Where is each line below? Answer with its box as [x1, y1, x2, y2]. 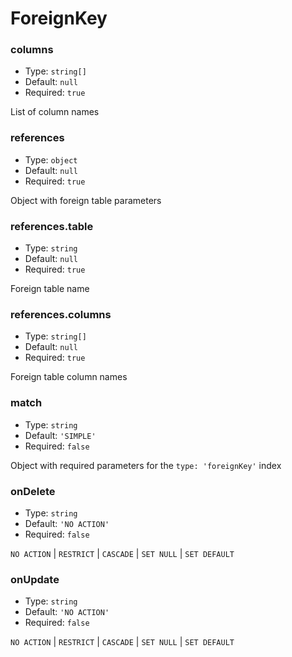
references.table [10, 219, 94, 233]
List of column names [10, 106, 100, 118]
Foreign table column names [10, 371, 128, 383]
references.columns [10, 308, 112, 321]
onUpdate [10, 572, 60, 586]
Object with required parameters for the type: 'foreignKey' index [10, 459, 282, 471]
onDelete [10, 484, 56, 498]
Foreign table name [10, 283, 90, 295]
